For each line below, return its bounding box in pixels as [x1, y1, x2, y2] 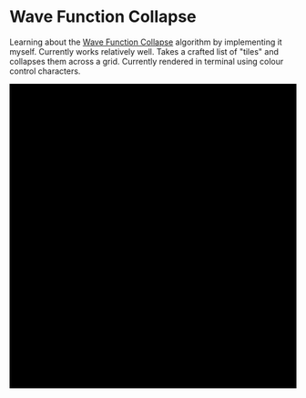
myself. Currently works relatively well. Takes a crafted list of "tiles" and [9, 46, 280, 56]
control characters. [9, 66, 81, 77]
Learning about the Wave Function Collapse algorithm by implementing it [9, 36, 282, 47]
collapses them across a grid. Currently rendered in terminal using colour [9, 56, 284, 66]
